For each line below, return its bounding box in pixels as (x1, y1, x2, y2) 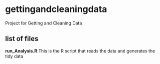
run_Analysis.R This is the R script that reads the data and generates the (5, 47, 156, 53)
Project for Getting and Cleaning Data (5, 20, 82, 26)
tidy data (5, 53, 23, 59)
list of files (5, 34, 39, 43)
